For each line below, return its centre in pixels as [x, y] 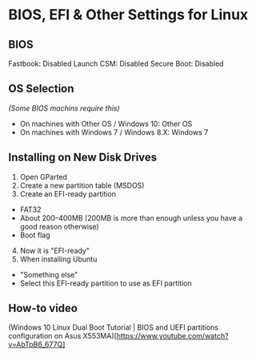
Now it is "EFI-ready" [55, 250]
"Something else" [49, 274]
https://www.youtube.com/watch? [173, 336]
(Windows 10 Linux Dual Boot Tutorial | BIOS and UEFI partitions [113, 327]
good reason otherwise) [60, 226]
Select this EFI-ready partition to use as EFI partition [106, 283]
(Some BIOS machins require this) [64, 108]
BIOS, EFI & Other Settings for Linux [128, 15]
